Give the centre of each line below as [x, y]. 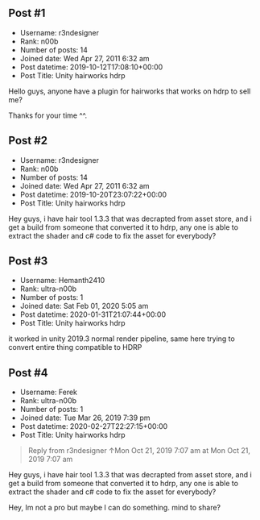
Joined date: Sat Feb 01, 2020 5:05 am [84, 306]
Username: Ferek [49, 392]
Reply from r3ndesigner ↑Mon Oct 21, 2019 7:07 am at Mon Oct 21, [139, 451]
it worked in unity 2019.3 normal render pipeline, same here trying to [122, 339]
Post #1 [27, 13]
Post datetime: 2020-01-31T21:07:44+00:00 [93, 314]
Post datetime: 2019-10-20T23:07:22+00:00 [93, 194]
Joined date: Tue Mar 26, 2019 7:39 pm [85, 418]
